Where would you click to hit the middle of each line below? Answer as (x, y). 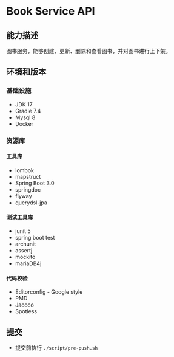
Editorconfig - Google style (49, 292)
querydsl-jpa (31, 203)
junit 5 (23, 231)
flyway (23, 196)
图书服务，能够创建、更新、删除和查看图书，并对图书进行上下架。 (89, 51)
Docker (24, 123)
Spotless (26, 311)
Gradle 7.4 (28, 111)
